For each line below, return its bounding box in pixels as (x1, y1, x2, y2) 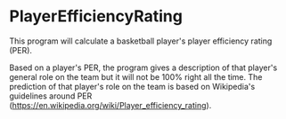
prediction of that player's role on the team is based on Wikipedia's (9, 81, 256, 91)
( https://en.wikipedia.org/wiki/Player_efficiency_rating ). (9, 99, 212, 110)
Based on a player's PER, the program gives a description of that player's (9, 62, 278, 73)
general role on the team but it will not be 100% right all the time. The (9, 71, 263, 82)
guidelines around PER (9, 91, 93, 101)
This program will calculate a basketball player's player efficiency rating (9, 36, 273, 46)
